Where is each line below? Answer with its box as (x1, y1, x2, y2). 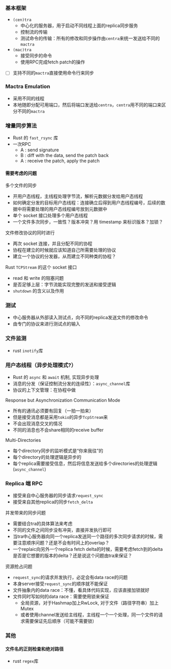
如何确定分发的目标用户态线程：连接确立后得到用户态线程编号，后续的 (12, 199, 161, 206)
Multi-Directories (5, 437, 41, 443)
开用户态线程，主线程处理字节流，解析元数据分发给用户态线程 (12, 193, 143, 199)
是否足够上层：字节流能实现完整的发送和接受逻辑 (12, 281, 116, 287)
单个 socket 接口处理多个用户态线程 (12, 212, 88, 218)
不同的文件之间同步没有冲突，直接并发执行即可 (12, 527, 112, 533)
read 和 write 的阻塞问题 (12, 275, 64, 281)
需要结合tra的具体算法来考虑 (12, 521, 73, 527)
